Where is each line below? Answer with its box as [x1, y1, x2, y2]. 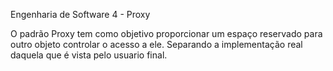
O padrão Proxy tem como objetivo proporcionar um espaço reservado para [10, 28, 323, 39]
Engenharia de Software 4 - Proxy [10, 9, 151, 20]
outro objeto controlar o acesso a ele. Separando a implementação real [10, 39, 303, 50]
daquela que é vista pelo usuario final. [10, 49, 168, 61]
